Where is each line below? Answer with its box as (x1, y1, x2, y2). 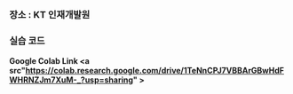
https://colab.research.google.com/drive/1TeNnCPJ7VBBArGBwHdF (25, 65, 285, 75)
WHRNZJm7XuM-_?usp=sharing (9, 74, 134, 85)
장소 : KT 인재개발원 (9, 9, 91, 21)
